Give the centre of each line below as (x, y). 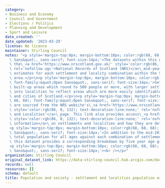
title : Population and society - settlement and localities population (80, 178)
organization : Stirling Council (38, 155)
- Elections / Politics (29, 23)
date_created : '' (23, 37)
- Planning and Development (34, 28)
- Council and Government (31, 19)
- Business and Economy (29, 14)
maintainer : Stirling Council (36, 50)
